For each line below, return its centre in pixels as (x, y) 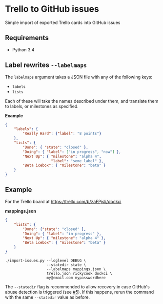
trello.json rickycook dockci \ (79, 273)
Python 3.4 (23, 49)
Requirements (27, 38)
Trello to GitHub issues (52, 9)
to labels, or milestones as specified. (42, 106)
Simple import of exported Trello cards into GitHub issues (63, 22)
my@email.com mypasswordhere (76, 278)
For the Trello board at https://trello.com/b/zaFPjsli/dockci (63, 201)
